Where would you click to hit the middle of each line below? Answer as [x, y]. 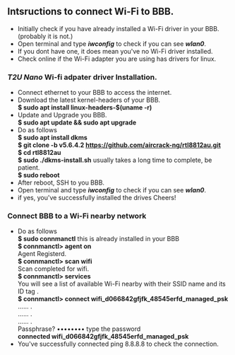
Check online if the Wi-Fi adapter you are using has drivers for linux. [117, 59]
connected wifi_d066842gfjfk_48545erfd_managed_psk [103, 337]
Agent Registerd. [42, 254]
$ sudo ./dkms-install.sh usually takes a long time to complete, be [115, 160]
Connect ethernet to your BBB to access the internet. [95, 93]
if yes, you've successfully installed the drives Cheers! [97, 198]
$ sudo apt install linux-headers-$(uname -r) [85, 107]
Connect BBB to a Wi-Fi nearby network [77, 216]
